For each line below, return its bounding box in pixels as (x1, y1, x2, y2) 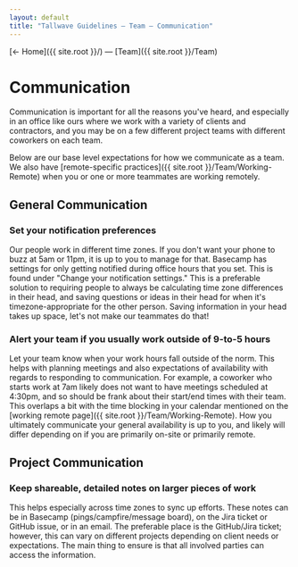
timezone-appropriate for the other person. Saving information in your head (9, 301, 287, 313)
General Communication (9, 197, 148, 213)
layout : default (9, 13, 70, 22)
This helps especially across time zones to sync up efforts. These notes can (9, 502, 289, 513)
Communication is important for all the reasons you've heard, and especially (9, 106, 290, 117)
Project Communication (9, 454, 145, 470)
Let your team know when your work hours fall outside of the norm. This (9, 354, 275, 364)
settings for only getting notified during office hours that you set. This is (9, 263, 274, 274)
